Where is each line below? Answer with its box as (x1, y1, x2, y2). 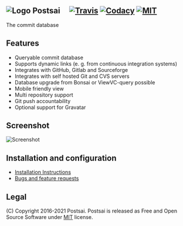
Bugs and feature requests (14, 175, 79, 182)
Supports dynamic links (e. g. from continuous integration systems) (14, 60, 178, 67)
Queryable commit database (14, 54, 84, 61)
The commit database (6, 21, 59, 28)
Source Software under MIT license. (6, 214, 93, 221)
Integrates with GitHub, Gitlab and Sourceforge (14, 66, 128, 73)
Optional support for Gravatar (14, 104, 86, 111)
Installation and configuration (6, 153, 117, 163)
